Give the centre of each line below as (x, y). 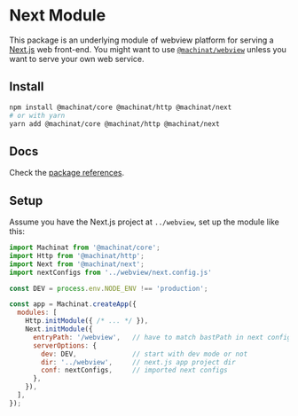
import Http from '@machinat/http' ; (77, 255)
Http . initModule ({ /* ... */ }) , (87, 321)
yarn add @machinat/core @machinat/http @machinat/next (114, 124)
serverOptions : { (65, 345)
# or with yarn (37, 115)
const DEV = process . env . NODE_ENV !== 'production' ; (109, 288)
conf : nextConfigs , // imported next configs (134, 370)
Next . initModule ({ (59, 329)
